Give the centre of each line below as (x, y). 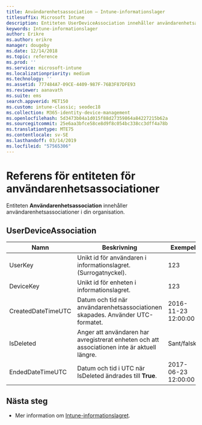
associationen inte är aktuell (117, 347)
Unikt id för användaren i (112, 258)
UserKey (22, 265)
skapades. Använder (106, 315)
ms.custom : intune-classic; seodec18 (54, 107)
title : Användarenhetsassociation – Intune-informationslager (86, 12)
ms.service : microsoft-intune (44, 68)
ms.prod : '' (21, 62)
